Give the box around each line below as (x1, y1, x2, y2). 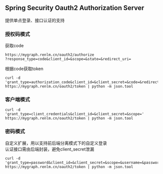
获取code (5, 43, 24, 49)
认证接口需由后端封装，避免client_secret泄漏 (5, 146, 95, 152)
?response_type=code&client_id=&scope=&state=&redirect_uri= (5, 57, 131, 62)
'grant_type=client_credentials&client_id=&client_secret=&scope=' (5, 112, 145, 117)
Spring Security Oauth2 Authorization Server (5, 4, 145, 12)
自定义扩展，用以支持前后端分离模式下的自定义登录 (5, 140, 107, 146)
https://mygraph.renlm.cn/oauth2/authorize (5, 52, 95, 57)
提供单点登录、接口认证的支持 (5, 17, 65, 23)
